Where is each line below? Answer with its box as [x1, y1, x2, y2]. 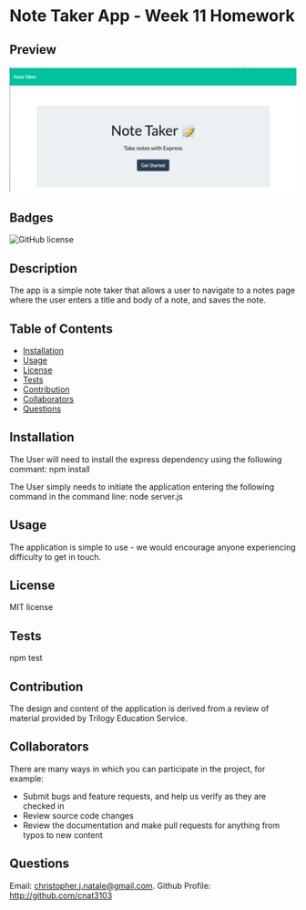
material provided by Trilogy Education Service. [9, 713, 189, 723]
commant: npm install [9, 463, 90, 474]
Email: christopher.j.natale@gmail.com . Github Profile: [9, 880, 211, 891]
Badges [9, 210, 54, 225]
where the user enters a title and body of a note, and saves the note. [9, 295, 267, 305]
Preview [9, 42, 57, 57]
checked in [22, 800, 65, 812]
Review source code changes [22, 810, 134, 821]
